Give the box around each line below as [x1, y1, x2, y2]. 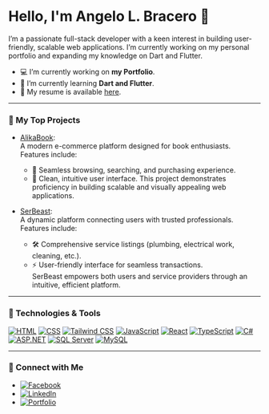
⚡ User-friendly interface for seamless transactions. [31, 260, 203, 270]
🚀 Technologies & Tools [8, 308, 102, 319]
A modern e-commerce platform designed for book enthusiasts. [19, 141, 231, 151]
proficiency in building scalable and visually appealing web [31, 182, 227, 192]
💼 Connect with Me [8, 362, 84, 373]
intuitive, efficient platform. [31, 280, 121, 290]
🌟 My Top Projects [8, 114, 81, 125]
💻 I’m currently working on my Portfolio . [19, 67, 155, 76]
